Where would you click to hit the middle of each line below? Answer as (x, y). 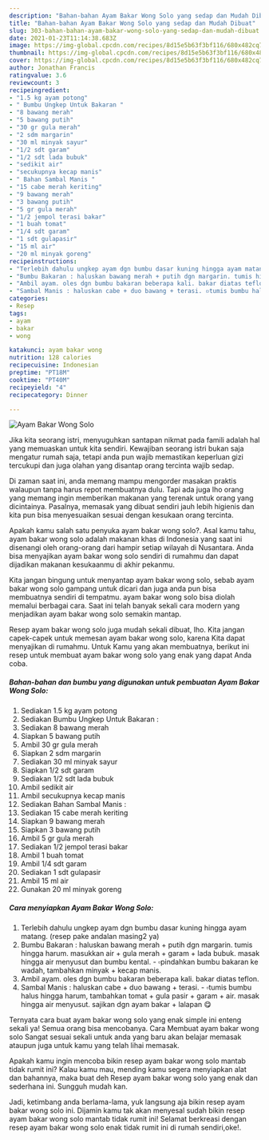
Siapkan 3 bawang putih (60, 830)
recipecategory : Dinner (49, 395)
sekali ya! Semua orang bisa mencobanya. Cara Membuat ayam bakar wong (134, 1029)
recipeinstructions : (44, 261)
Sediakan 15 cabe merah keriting (74, 813)
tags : (18, 313)
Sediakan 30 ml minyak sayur (69, 762)
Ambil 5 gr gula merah (57, 838)
